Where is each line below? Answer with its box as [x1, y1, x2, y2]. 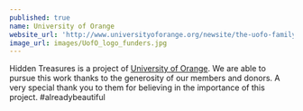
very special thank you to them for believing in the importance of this [9, 82, 266, 93]
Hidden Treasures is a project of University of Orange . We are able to [9, 63, 266, 74]
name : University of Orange [9, 22, 115, 31]
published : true [9, 13, 70, 23]
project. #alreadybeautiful [9, 92, 106, 103]
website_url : [9, 30, 59, 39]
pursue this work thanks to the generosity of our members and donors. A [9, 73, 280, 84]
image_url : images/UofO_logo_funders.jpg [9, 38, 168, 48]
